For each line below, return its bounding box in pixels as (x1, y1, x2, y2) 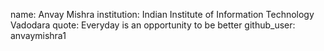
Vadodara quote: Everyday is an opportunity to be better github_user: (10, 19, 296, 31)
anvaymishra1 (10, 30, 67, 41)
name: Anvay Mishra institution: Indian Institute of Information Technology (10, 9, 315, 20)
